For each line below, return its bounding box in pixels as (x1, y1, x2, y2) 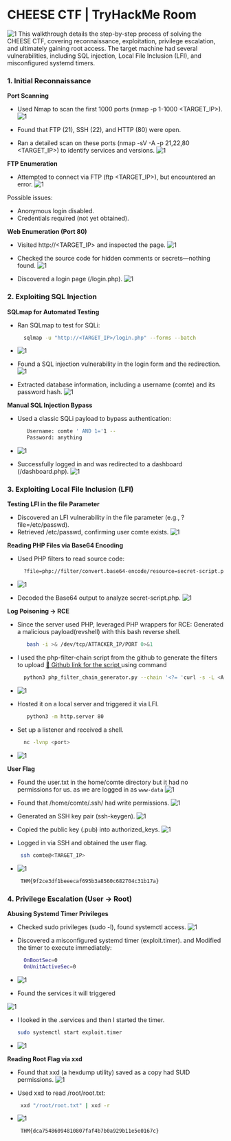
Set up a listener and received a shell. (16, 726, 124, 734)
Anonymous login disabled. (16, 207, 95, 215)
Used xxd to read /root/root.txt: (16, 1089, 106, 1097)
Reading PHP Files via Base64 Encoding (7, 541, 124, 550)
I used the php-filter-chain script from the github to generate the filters (16, 653, 218, 662)
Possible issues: (7, 193, 53, 202)
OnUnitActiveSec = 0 (23, 963, 76, 970)
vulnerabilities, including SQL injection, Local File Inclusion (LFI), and (7, 52, 201, 60)
